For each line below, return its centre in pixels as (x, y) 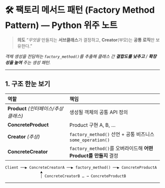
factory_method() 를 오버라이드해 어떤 (111, 148)
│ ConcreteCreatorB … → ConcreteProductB (83, 176)
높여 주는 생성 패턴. (32, 62)
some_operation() (90, 140)
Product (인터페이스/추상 (35, 108)
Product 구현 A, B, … (93, 125)
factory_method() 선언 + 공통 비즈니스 (112, 134)
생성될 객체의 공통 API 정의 (99, 112)
